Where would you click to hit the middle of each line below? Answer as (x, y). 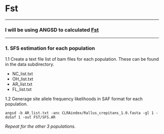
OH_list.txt (22, 79)
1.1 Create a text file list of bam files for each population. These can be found (82, 59)
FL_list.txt (22, 89)
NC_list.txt (22, 73)
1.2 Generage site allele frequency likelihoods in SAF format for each (74, 99)
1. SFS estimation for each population (50, 48)
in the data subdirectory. (30, 64)
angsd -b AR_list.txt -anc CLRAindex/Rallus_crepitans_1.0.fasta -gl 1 (79, 113)
